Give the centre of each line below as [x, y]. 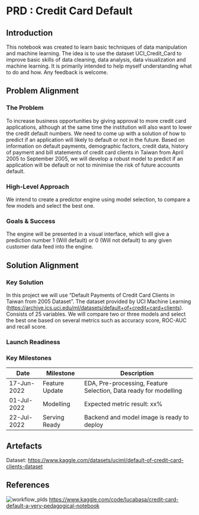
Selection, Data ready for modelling [133, 391]
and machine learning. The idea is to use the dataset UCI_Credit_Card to [94, 53]
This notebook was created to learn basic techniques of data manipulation [97, 47]
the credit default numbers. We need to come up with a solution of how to [96, 133]
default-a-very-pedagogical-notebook [53, 506]
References [28, 485]
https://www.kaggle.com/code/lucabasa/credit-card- [114, 499]
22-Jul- [21, 418]
